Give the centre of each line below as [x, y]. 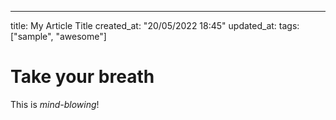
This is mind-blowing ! [55, 104]
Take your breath [82, 77]
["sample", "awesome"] [58, 36]
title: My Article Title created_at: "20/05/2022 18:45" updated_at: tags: [155, 25]
